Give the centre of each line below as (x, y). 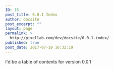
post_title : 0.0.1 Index (31, 15)
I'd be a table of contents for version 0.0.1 (48, 61)
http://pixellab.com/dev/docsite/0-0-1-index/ (60, 38)
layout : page (19, 29)
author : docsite (22, 19)
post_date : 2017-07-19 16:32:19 (39, 47)
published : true (22, 43)
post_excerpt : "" (23, 24)
